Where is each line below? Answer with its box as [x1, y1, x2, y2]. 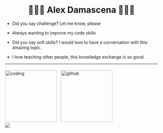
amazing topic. [12, 44, 42, 50]
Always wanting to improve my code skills [12, 30, 96, 36]
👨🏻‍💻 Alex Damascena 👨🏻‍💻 [28, 4, 135, 16]
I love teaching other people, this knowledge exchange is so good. [12, 54, 145, 60]
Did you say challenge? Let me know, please [12, 20, 101, 26]
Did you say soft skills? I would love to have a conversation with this [12, 39, 148, 45]
